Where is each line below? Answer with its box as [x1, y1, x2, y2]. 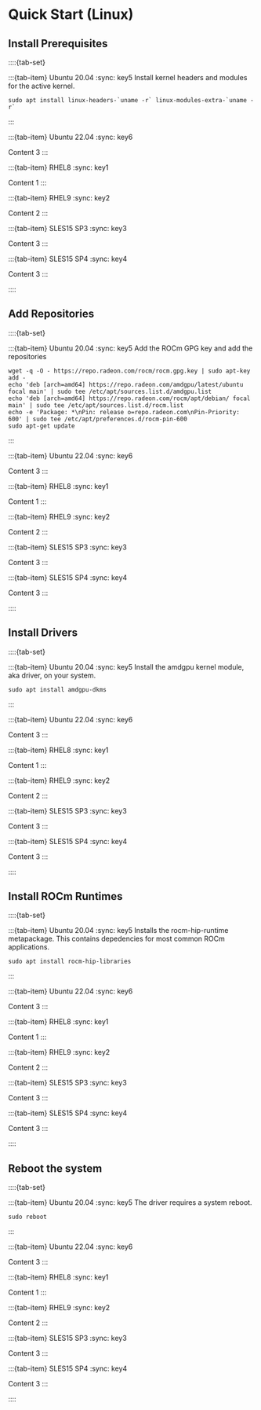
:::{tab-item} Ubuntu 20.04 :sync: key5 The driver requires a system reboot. [8, 1198, 252, 1207]
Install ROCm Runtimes [8, 890, 123, 903]
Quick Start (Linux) [8, 6, 134, 24]
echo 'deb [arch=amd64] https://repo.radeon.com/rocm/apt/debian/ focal [8, 395, 251, 402]
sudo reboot [8, 1213, 47, 1221]
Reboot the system [8, 1162, 103, 1175]
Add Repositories [8, 307, 95, 321]
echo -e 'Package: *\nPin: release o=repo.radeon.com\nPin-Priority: [8, 408, 241, 416]
